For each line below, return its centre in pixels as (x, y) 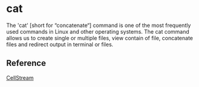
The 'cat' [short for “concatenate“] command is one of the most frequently (99, 25)
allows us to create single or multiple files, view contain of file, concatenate (100, 38)
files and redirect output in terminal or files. (60, 44)
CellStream (20, 77)
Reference (26, 63)
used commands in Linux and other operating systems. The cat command (98, 31)
